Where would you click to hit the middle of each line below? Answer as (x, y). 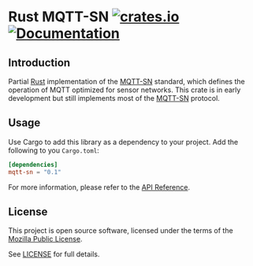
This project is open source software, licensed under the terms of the (121, 231)
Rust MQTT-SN (59, 17)
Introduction (39, 63)
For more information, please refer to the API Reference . (99, 187)
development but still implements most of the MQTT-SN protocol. (114, 98)
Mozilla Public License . (45, 239)
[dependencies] (33, 164)
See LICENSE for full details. (54, 254)
